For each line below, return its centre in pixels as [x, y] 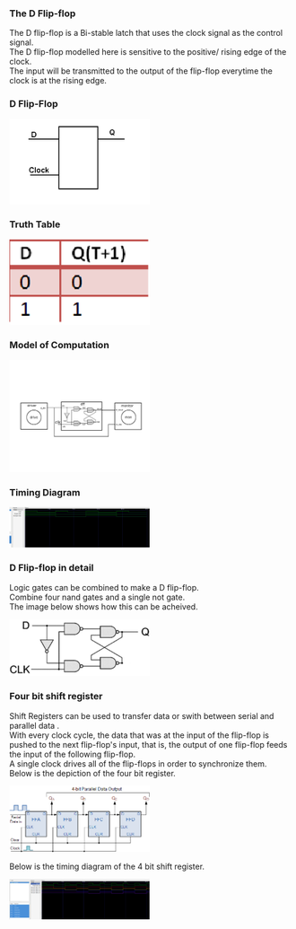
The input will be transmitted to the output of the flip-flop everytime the [141, 71]
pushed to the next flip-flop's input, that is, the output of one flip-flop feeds [148, 744]
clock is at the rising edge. [58, 81]
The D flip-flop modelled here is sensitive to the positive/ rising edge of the [148, 52]
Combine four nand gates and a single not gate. [97, 597]
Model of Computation [59, 346]
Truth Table [35, 224]
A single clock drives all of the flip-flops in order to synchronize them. [138, 763]
